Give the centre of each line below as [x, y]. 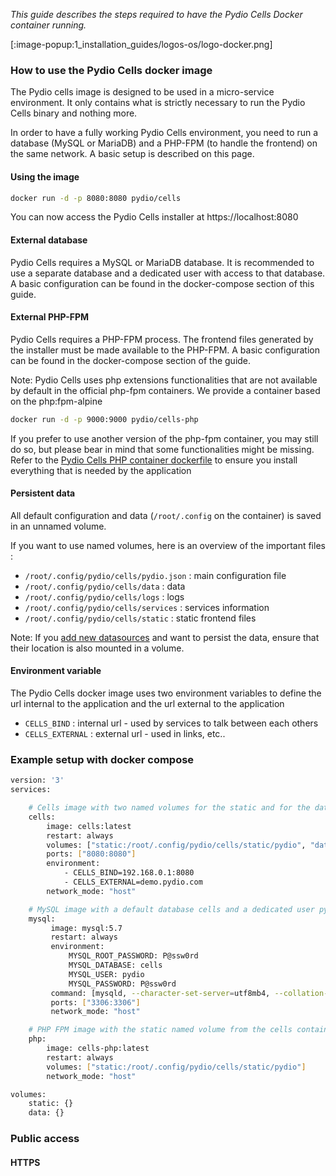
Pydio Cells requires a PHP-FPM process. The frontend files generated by [162, 339]
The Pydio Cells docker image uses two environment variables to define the [166, 693]
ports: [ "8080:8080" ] [91, 854]
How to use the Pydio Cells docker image [111, 70]
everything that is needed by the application [101, 470]
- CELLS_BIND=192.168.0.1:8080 [129, 873]
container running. [48, 25]
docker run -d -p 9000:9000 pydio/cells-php [104, 419]
